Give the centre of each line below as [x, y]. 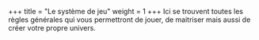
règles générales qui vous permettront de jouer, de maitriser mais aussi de [129, 20]
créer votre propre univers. [52, 28]
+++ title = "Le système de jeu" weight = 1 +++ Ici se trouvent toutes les [126, 11]
